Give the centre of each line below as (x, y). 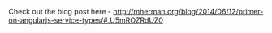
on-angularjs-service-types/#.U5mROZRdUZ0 (86, 20)
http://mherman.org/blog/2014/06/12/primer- (188, 12)
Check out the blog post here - (60, 12)
